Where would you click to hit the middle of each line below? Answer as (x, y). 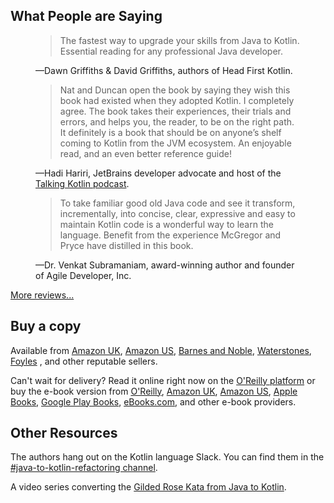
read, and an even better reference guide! (145, 153)
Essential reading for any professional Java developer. (171, 51)
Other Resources (64, 433)
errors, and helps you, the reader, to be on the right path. (177, 121)
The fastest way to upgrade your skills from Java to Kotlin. (179, 40)
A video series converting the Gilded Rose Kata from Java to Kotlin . (148, 487)
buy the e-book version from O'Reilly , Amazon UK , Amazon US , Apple (154, 391)
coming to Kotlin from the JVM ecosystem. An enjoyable (175, 143)
